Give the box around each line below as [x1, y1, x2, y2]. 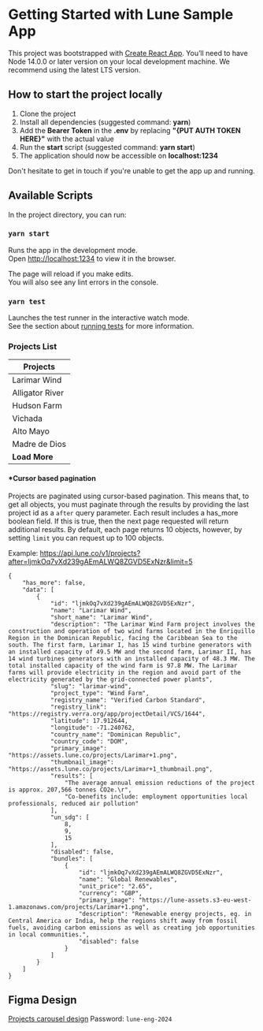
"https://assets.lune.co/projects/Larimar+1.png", [8, 751, 178, 759]
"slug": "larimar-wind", [50, 682, 132, 690]
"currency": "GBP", [78, 889, 143, 897]
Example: [8, 548, 39, 557]
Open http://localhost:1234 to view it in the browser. [8, 254, 176, 263]
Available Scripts [8, 189, 93, 203]
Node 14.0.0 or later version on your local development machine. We [8, 57, 230, 66]
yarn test [8, 297, 46, 306]
